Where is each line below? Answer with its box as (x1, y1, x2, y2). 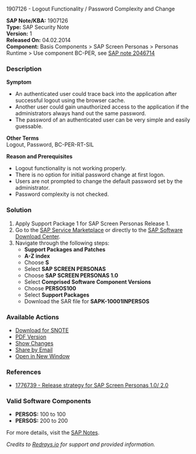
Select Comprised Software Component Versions (24, 278, 152, 286)
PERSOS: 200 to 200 (15, 417, 68, 425)
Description (6, 64, 42, 73)
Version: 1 (6, 30, 32, 37)
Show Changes (15, 339, 54, 347)
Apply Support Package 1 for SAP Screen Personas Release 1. (15, 220, 170, 227)
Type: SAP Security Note (6, 24, 69, 31)
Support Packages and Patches (24, 245, 106, 253)
